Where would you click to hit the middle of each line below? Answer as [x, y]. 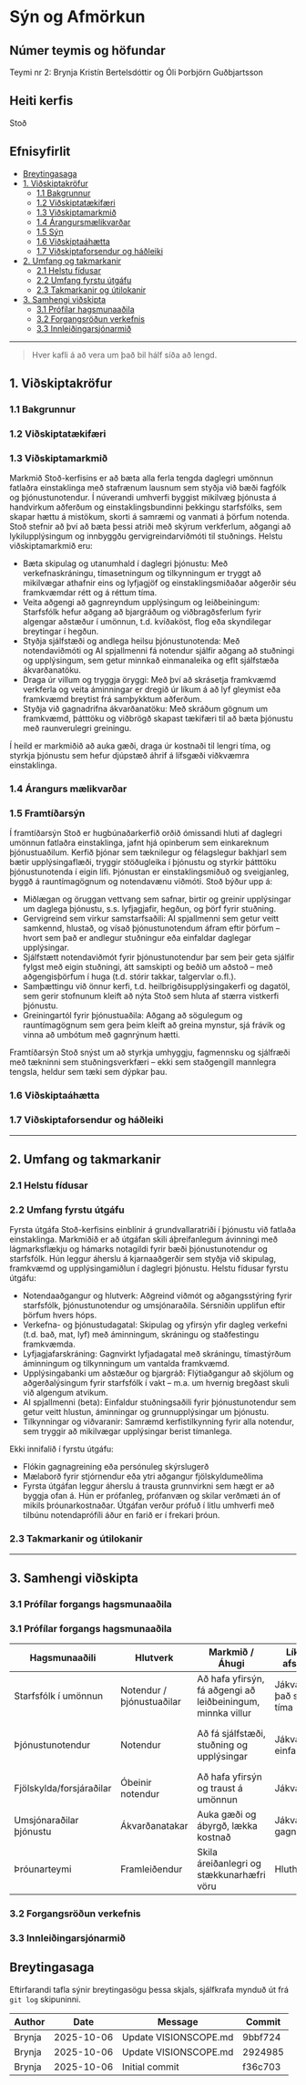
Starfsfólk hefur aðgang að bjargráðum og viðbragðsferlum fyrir [142, 612]
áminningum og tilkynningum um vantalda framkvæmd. [126, 1364]
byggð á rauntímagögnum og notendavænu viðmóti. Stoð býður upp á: [141, 882]
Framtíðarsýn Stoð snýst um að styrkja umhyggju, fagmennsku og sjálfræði [150, 1053]
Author [30, 2021]
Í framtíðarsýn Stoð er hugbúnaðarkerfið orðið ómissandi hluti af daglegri [146, 833]
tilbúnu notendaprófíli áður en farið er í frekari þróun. [121, 1515]
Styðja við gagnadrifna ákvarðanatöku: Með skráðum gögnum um [145, 709]
